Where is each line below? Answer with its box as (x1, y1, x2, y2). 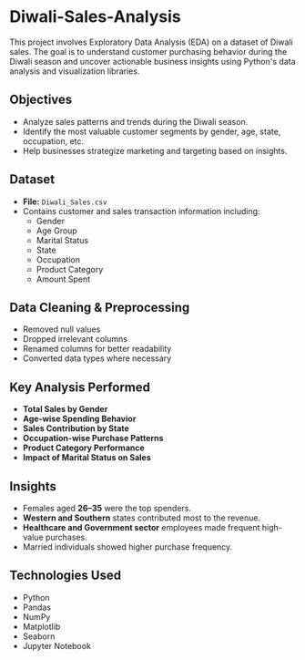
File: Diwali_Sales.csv (22, 196, 107, 207)
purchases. (45, 531, 88, 542)
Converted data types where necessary (22, 353, 172, 364)
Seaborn (22, 631, 56, 642)
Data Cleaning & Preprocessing (9, 299, 190, 315)
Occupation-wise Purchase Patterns (22, 433, 164, 444)
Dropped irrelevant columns (22, 334, 127, 345)
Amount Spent (36, 273, 91, 284)
